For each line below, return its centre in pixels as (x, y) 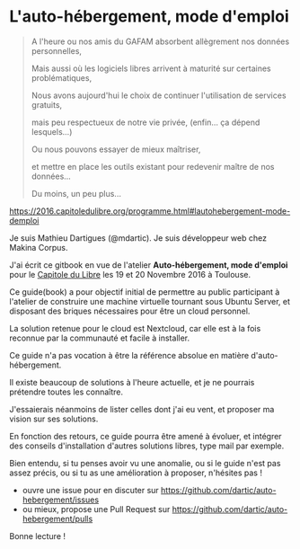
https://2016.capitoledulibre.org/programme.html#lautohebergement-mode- (150, 211)
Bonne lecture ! (37, 536)
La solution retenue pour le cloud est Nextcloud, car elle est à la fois (135, 328)
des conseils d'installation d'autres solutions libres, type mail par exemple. (147, 446)
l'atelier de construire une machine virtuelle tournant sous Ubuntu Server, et (150, 301)
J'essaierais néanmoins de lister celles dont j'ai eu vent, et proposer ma (142, 409)
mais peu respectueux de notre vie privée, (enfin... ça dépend (146, 122)
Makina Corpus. (39, 247)
